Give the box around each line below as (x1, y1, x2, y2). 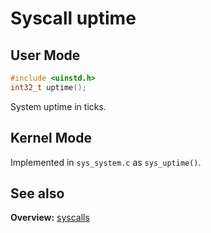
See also (10, 185, 65, 202)
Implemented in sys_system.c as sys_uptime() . (10, 156, 202, 168)
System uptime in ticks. (10, 100, 107, 112)
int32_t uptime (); (10, 82, 87, 92)
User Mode (10, 47, 81, 64)
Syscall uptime (10, 7, 137, 30)
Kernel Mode (10, 130, 92, 147)
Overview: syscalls (10, 212, 90, 224)
